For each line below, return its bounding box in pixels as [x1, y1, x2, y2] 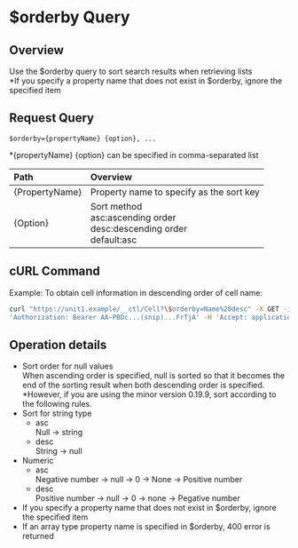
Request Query [9, 110, 95, 126]
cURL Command [9, 264, 100, 279]
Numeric [21, 456, 54, 466]
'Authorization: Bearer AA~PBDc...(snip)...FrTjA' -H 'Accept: [9, 313, 248, 322]
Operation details [9, 337, 107, 353]
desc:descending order [90, 222, 188, 234]
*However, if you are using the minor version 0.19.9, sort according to [21, 389, 277, 400]
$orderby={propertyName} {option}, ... [9, 134, 157, 143]
